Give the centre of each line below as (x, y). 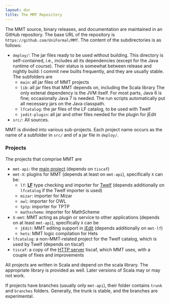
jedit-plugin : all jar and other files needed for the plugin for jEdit (88, 114)
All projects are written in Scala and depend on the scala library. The (77, 264)
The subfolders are (32, 77)
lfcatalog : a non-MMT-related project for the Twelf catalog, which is (85, 239)
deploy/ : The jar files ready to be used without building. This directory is (88, 55)
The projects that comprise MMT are (44, 159)
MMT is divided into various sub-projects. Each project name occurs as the (84, 129)
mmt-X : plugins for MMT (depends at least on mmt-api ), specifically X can (88, 174)
